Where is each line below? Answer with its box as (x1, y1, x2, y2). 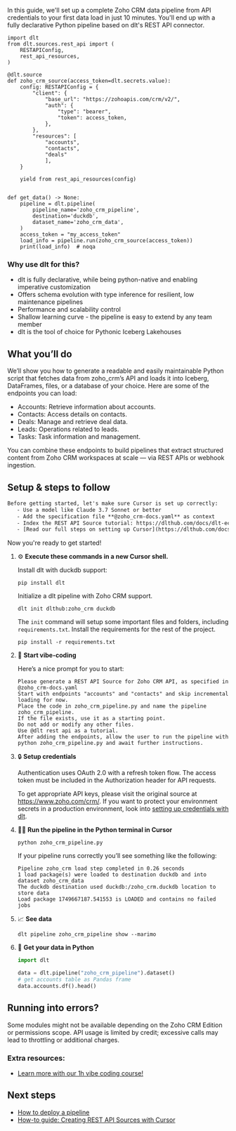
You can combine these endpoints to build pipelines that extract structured (7, 446, 223, 455)
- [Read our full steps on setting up (16, 526, 131, 533)
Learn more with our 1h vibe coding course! (17, 1069, 144, 1077)
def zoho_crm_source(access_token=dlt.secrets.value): (7, 77, 171, 84)
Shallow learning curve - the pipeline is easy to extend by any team (17, 312, 213, 322)
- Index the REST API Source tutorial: (16, 520, 133, 527)
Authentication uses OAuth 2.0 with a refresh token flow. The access (17, 769, 216, 777)
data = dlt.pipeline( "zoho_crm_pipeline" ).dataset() (17, 970, 176, 977)
